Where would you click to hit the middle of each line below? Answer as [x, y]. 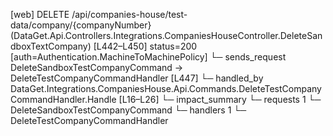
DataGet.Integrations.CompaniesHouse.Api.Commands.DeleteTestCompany [166, 88]
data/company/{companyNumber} [81, 25]
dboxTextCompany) [51, 46]
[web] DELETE [40, 14]
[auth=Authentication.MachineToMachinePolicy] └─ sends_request [148, 57]
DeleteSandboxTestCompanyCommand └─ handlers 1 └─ [128, 110]
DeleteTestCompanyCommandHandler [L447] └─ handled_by [137, 78]
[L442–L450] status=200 [145, 46]
